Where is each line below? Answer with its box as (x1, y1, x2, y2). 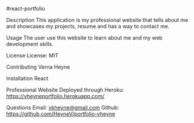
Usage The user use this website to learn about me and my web (6, 34, 162, 41)
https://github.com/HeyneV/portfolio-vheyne (6, 111, 115, 117)
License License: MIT (6, 52, 58, 59)
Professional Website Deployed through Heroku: (6, 86, 124, 93)
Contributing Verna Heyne (6, 63, 70, 70)
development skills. (6, 41, 54, 47)
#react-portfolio (6, 5, 45, 12)
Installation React (6, 75, 49, 82)
